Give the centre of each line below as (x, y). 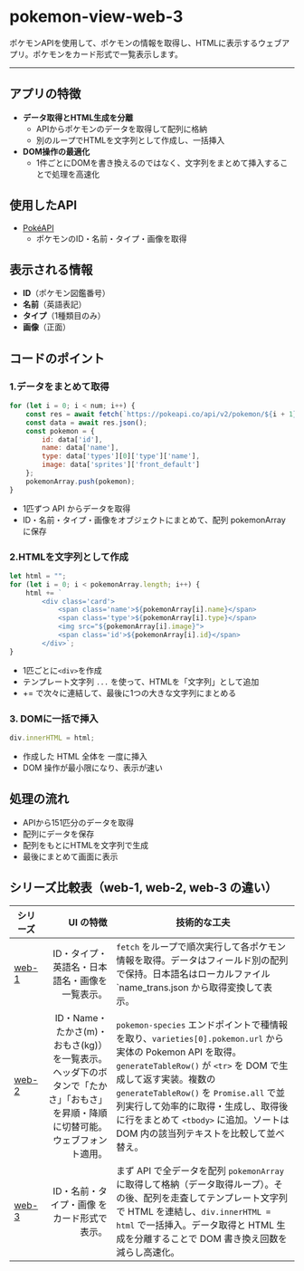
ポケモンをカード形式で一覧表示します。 (108, 54)
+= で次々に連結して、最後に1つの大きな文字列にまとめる (129, 693)
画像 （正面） (46, 327)
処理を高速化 (76, 174)
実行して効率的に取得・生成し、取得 (202, 1106)
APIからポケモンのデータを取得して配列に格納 (122, 129)
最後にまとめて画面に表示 (70, 856)
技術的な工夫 (203, 922)
